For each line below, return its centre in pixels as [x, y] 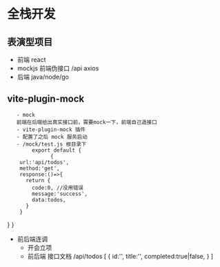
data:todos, [49, 200]
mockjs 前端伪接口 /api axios [58, 68]
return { [38, 180]
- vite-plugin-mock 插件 [51, 129]
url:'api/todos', [44, 162]
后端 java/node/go [43, 77]
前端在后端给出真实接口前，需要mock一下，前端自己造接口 [87, 122]
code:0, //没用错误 [58, 188]
